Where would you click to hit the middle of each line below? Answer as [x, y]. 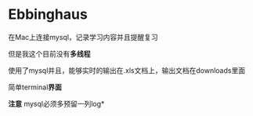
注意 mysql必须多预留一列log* [56, 103]
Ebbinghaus [48, 14]
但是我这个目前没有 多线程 [49, 53]
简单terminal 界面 [35, 87]
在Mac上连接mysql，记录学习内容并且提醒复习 [83, 37]
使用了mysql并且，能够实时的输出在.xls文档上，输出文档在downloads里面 [127, 70]
